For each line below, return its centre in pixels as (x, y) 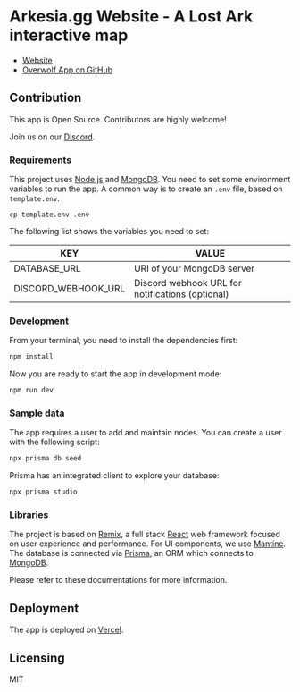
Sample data (37, 413)
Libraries (29, 515)
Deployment (44, 608)
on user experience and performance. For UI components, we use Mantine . (148, 544)
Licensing (37, 658)
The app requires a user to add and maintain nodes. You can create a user (146, 433)
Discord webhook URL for (188, 283)
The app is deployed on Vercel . (67, 630)
